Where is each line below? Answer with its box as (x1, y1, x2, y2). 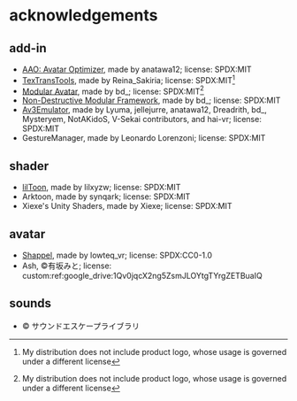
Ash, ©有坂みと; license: (21, 260, 112, 271)
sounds (9, 296, 51, 311)
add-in (9, 41, 47, 56)
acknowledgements (9, 5, 158, 26)
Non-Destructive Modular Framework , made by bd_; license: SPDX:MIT (21, 95, 281, 106)
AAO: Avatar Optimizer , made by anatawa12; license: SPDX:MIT (21, 64, 252, 74)
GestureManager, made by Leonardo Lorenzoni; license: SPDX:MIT (21, 133, 266, 143)
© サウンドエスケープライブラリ (21, 320, 140, 331)
